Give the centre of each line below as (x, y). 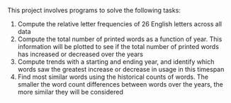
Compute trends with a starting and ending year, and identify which (116, 62)
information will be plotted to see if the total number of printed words (118, 47)
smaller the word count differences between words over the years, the (120, 84)
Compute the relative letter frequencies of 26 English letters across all (119, 24)
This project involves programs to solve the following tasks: (94, 10)
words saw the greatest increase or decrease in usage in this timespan (121, 69)
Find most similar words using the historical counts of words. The (113, 77)
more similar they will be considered (71, 92)
